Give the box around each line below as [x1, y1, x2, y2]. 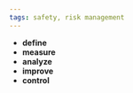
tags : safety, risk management [9, 12, 125, 22]
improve [21, 66, 54, 76]
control [21, 74, 51, 85]
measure [21, 46, 56, 58]
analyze [21, 56, 53, 66]
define [21, 37, 47, 48]
